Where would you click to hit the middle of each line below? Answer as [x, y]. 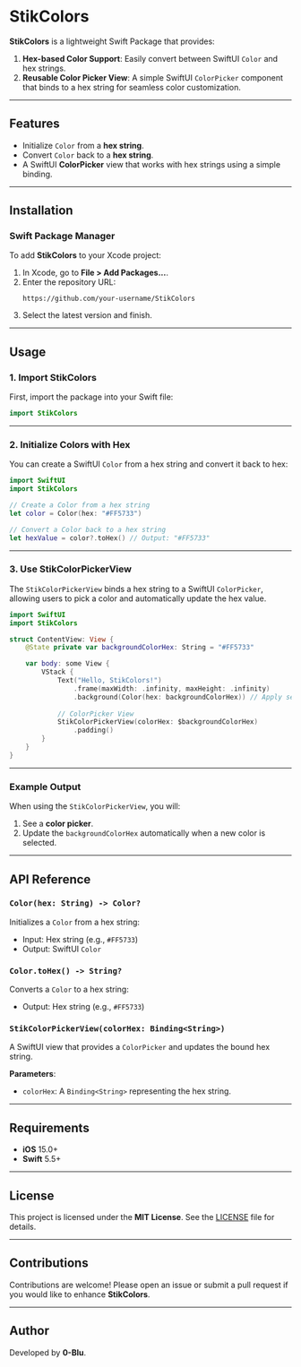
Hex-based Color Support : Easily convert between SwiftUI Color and [150, 58]
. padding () [94, 731]
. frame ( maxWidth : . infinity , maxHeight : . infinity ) [172, 688]
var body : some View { [68, 664]
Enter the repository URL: [69, 282]
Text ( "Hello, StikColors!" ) [110, 681]
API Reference [50, 879]
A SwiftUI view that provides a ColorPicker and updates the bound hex [140, 1047]
